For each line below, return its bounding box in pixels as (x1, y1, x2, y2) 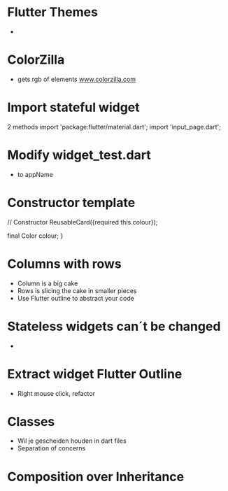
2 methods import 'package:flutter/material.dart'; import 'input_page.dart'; (7, 122, 222, 131)
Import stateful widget (7, 99, 140, 115)
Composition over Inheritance (7, 469, 185, 485)
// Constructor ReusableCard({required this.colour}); (7, 218, 158, 226)
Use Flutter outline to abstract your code (17, 294, 134, 302)
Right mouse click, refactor (17, 389, 96, 397)
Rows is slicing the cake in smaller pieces (17, 286, 137, 294)
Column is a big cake (17, 279, 78, 287)
